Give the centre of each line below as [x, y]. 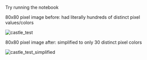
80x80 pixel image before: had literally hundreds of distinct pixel [73, 17]
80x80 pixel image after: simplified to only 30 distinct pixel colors [74, 42]
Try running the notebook [32, 7]
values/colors [20, 23]
